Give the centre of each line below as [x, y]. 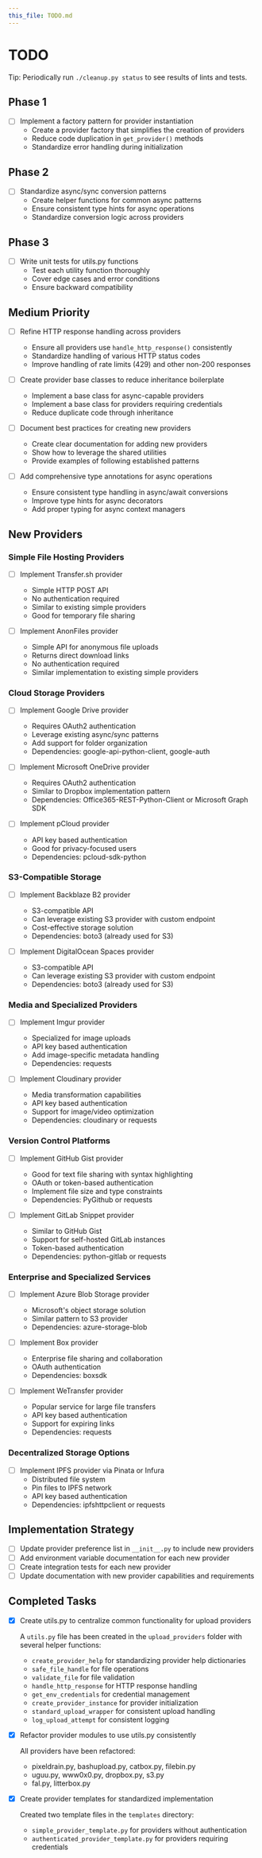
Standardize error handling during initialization [107, 147]
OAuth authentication [66, 1367]
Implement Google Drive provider [74, 710]
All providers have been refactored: [77, 1751]
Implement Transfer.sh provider [71, 574]
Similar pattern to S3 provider [80, 1319]
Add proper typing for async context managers [108, 509]
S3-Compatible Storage [55, 877]
